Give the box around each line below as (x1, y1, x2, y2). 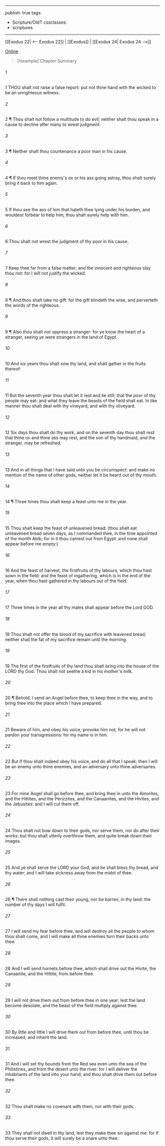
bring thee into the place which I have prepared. (5, 700, 102, 706)
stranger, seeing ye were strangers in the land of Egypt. (5, 334, 118, 340)
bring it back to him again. (5, 180, 58, 186)
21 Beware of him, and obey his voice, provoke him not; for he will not (5, 727, 146, 733)
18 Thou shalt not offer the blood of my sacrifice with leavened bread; (5, 631, 146, 637)
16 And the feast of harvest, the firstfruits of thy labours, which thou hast (5, 567, 152, 573)
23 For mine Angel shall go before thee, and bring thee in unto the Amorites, (5, 790, 159, 796)
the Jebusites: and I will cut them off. (5, 801, 80, 807)
